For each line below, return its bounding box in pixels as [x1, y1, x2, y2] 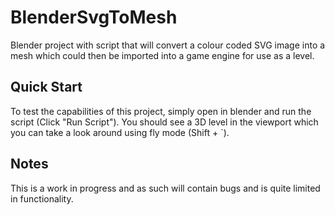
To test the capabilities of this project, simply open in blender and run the [10, 105, 312, 117]
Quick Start [10, 79, 83, 96]
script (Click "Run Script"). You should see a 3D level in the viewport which [10, 116, 319, 128]
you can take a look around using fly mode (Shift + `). [10, 126, 230, 138]
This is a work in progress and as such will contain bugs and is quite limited [10, 182, 321, 194]
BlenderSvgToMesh [10, 6, 178, 29]
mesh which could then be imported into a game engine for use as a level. [10, 49, 315, 61]
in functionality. [10, 192, 74, 205]
